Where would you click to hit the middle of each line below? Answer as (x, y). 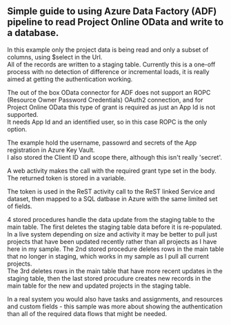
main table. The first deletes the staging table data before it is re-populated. (115, 227)
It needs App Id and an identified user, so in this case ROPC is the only (107, 122)
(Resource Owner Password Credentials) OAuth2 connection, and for (105, 100)
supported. (23, 114)
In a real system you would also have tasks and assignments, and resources (115, 299)
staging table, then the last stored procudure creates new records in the (109, 278)
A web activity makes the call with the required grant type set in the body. (112, 170)
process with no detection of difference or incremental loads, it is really (108, 71)
